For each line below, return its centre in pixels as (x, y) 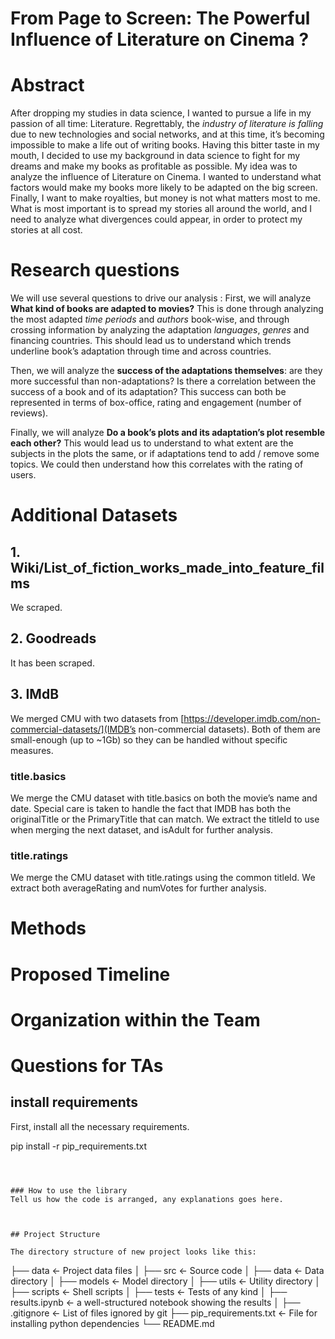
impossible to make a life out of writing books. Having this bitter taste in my (165, 145)
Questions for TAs (87, 1066)
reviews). (29, 413)
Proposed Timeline (90, 974)
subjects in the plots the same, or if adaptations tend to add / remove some (165, 454)
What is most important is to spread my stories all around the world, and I (161, 209)
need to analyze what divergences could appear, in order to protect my (156, 219)
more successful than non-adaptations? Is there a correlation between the (163, 381)
